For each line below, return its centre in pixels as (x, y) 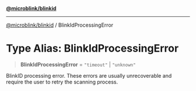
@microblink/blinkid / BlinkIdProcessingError (60, 25)
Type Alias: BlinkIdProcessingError (92, 48)
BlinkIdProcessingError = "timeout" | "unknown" (78, 64)
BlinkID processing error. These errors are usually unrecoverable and (89, 75)
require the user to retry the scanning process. (62, 82)
